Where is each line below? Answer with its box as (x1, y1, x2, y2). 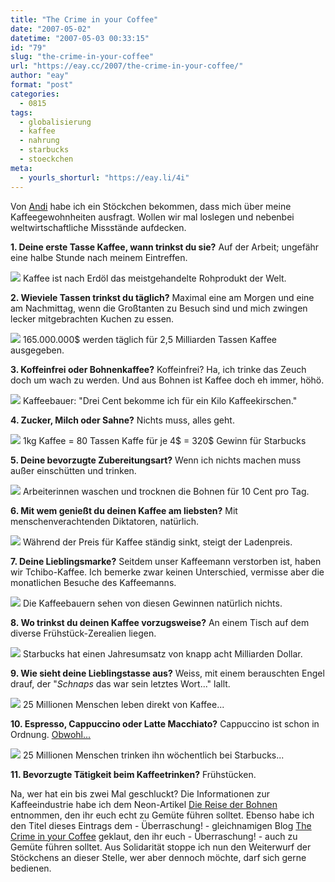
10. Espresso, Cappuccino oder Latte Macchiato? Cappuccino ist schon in (10, 717, 320, 730)
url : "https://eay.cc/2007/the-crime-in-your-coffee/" (10, 61, 244, 71)
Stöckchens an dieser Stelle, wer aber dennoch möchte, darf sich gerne (10, 851, 307, 863)
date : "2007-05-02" (10, 24, 92, 34)
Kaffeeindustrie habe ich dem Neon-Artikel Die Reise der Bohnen (10, 798, 278, 810)
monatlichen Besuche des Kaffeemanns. (10, 576, 177, 588)
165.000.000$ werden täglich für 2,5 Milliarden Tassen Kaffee (22, 333, 277, 345)
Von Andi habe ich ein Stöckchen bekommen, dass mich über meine (10, 200, 292, 212)
